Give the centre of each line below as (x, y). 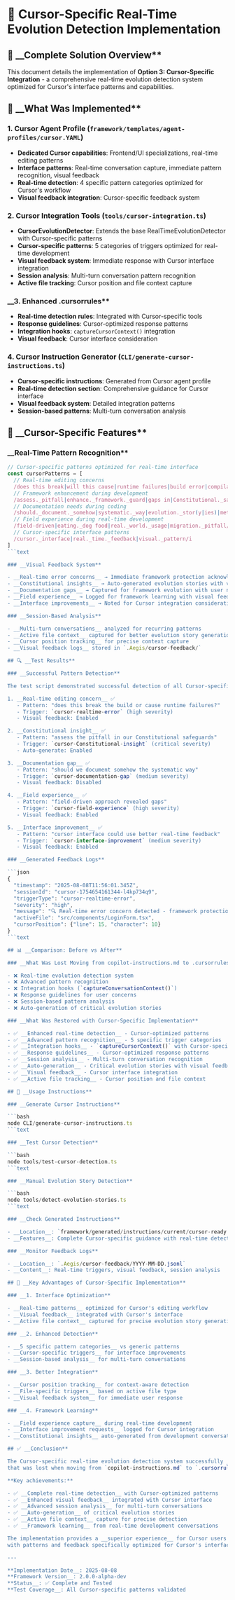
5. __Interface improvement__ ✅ (55, 827)
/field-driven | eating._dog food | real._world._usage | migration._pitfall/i (123, 526)
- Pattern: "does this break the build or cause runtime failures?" (118, 705)
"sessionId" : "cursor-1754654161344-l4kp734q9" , (86, 892)
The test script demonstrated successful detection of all (95, 686)
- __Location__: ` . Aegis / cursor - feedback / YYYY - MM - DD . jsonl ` (97, 1264)
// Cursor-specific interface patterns (72, 533)
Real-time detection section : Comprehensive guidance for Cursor (113, 388)
